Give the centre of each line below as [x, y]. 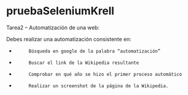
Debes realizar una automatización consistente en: [69, 39]
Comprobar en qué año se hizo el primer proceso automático [105, 74]
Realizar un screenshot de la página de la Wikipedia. [99, 86]
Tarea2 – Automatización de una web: [53, 27]
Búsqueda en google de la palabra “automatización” [95, 51]
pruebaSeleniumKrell [60, 11]
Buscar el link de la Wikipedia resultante [84, 63]
